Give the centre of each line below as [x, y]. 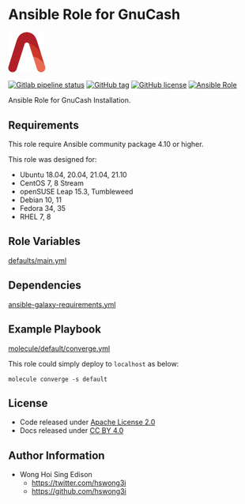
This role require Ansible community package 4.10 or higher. [106, 145]
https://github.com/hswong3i [79, 491]
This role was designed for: [53, 160]
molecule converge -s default [58, 379]
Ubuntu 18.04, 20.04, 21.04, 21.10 [73, 175]
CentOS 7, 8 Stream [52, 183]
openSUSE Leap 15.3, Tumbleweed [76, 192]
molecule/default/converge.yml [59, 348]
